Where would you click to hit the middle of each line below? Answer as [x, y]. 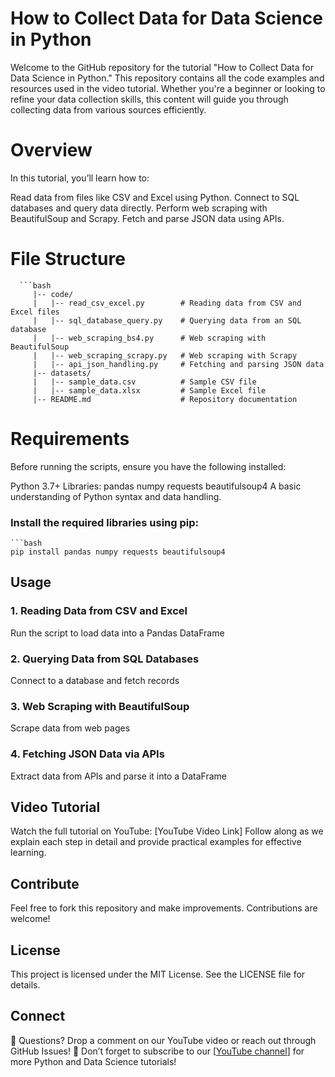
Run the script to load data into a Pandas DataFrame [117, 633]
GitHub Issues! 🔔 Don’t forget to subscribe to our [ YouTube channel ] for [157, 1051]
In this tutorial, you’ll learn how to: [80, 178]
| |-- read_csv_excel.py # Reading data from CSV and [167, 303]
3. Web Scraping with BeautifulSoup [100, 706]
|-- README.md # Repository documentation [165, 399]
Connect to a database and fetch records [95, 681]
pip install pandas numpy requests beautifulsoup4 [118, 552]
